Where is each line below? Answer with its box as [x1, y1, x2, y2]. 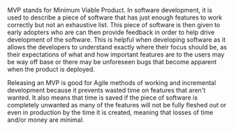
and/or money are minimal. [7, 116, 85, 124]
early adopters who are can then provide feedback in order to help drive [7, 28, 215, 36]
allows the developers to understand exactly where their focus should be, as [7, 43, 227, 51]
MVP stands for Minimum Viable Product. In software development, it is [7, 6, 213, 14]
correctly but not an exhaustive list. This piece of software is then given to [7, 21, 221, 29]
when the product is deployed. [7, 65, 96, 73]
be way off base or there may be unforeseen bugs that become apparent [7, 58, 217, 65]
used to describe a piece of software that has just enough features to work [7, 13, 223, 22]
